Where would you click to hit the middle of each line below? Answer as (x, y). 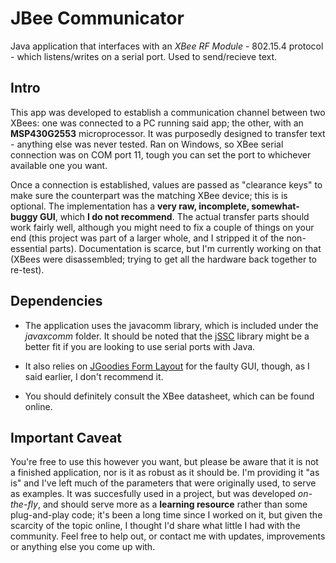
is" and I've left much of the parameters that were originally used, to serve (163, 483)
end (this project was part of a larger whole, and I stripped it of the (147, 238)
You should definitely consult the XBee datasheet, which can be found (169, 396)
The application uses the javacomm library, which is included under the (171, 325)
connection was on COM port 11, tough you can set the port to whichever (161, 154)
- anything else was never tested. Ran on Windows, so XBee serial (147, 144)
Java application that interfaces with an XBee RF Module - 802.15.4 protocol (167, 46)
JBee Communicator (97, 18)
